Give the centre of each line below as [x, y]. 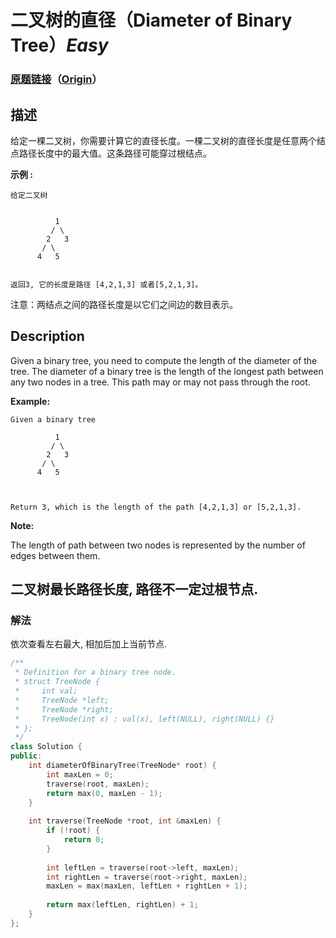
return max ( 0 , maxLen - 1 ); [104, 793]
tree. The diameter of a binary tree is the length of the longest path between [167, 371]
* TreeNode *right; [64, 709]
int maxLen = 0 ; [80, 774]
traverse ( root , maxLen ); [98, 784]
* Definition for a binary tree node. [95, 672]
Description [47, 336]
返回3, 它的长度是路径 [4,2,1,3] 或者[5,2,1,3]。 [106, 284]
